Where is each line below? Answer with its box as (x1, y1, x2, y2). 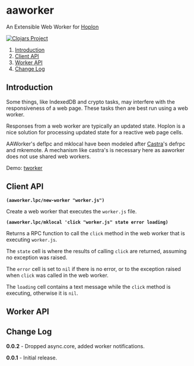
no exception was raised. (6, 254, 68, 261)
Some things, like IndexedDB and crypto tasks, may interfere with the (6, 98, 175, 105)
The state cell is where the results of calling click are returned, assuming (6, 247, 187, 254)
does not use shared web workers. (6, 153, 91, 160)
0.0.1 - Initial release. (6, 354, 58, 361)
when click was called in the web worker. (6, 272, 109, 279)
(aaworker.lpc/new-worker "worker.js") (6, 197, 105, 203)
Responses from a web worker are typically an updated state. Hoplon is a (6, 122, 186, 130)
